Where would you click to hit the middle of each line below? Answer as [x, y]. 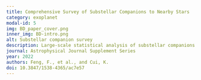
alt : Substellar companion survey [50, 40]
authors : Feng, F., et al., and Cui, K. [58, 62]
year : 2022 [20, 57]
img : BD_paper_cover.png [37, 29]
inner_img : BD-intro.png [37, 34]
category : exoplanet [32, 17]
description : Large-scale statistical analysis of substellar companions [101, 46]
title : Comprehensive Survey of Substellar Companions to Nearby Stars [98, 12]
